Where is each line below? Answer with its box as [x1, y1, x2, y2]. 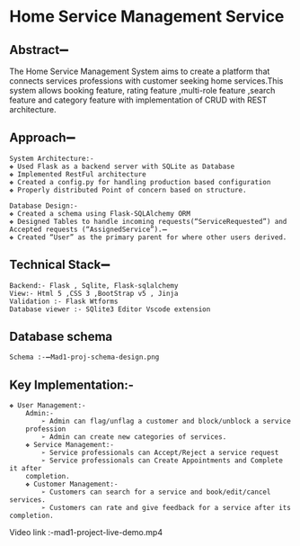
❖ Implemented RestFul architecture [9, 169, 146, 179]
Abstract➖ [9, 42, 69, 58]
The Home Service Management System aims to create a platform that [9, 66, 270, 76]
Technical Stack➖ [9, 257, 110, 273]
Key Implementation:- [9, 377, 135, 392]
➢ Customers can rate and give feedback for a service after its [41, 504, 292, 513]
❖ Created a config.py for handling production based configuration [9, 177, 271, 186]
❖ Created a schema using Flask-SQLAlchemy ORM [9, 209, 191, 218]
